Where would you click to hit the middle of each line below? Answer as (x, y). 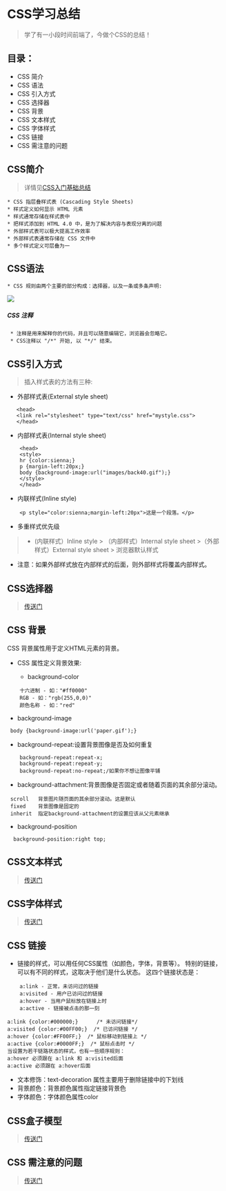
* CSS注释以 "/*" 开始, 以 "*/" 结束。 (63, 341)
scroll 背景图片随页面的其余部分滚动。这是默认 (73, 799)
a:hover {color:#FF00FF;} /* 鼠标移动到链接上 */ (77, 1037)
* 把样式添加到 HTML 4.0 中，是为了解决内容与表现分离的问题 (85, 224)
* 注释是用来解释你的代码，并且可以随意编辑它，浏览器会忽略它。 (90, 334)
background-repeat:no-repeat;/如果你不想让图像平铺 (90, 771)
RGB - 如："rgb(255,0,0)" (55, 698)
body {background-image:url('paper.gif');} (73, 731)
